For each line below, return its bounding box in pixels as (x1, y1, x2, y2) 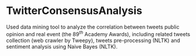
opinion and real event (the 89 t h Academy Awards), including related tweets (6, 29, 191, 37)
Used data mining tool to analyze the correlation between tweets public (6, 23, 180, 30)
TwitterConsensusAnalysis (6, 4, 143, 17)
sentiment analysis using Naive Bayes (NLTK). (6, 43, 118, 50)
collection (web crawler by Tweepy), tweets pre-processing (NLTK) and (6, 37, 181, 44)
